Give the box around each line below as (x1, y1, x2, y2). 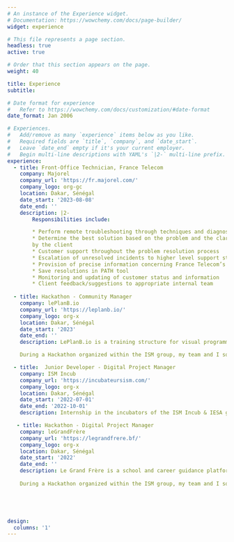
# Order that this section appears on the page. (7, 61, 151, 68)
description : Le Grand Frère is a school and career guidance (19, 467, 204, 474)
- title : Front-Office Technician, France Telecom (13, 164, 164, 171)
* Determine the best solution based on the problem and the (32, 235, 214, 242)
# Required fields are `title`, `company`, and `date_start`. (7, 138, 198, 145)
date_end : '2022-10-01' (19, 402, 89, 410)
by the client (32, 241, 73, 248)
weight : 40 (7, 68, 39, 75)
